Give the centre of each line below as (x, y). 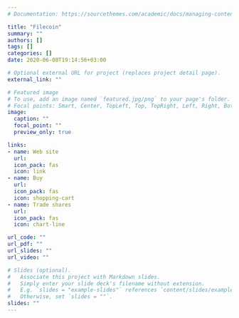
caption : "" (32, 119)
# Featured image (33, 92)
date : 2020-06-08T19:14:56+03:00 (57, 60)
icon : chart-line (39, 225)
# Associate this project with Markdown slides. (84, 277)
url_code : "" (27, 237)
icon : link (30, 172)
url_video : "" (28, 257)
